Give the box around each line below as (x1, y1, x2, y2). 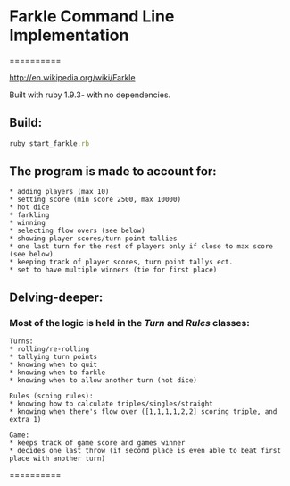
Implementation (9, 25, 129, 46)
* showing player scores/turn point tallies (9, 234, 178, 243)
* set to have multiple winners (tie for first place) (9, 265, 218, 274)
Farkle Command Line (9, 6, 175, 27)
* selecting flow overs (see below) (9, 226, 145, 236)
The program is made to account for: (9, 163, 217, 180)
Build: (9, 115, 43, 130)
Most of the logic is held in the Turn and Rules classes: (9, 316, 250, 329)
